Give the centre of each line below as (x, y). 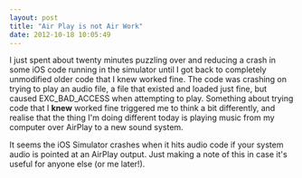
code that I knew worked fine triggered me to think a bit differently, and (142, 108)
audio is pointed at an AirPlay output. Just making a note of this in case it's (148, 155)
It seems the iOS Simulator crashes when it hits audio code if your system (146, 145)
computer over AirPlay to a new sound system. (96, 127)
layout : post (34, 18)
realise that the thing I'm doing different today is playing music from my (142, 117)
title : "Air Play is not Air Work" (76, 26)
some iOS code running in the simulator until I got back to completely (138, 70)
